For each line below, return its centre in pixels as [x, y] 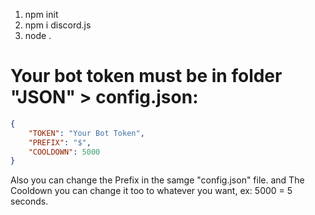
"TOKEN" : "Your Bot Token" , [86, 133]
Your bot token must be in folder [146, 76]
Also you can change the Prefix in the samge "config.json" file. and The [157, 180]
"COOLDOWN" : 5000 [64, 152]
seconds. [29, 201]
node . [38, 35]
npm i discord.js [58, 25]
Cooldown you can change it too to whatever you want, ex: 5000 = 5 [151, 191]
